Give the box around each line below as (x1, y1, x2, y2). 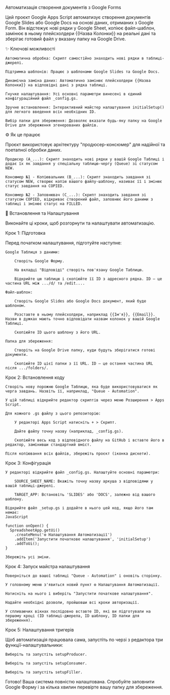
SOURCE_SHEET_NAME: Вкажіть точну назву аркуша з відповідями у (14, 479, 153, 484)
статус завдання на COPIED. (5, 183, 65, 188)
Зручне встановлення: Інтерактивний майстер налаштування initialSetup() (5, 105, 165, 110)
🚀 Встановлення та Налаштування (5, 210, 80, 216)
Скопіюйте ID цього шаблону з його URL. (14, 330, 101, 335)
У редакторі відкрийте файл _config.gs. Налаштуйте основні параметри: (5, 470, 160, 475)
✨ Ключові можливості (5, 46, 56, 51)
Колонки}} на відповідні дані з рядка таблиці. (5, 82, 108, 88)
